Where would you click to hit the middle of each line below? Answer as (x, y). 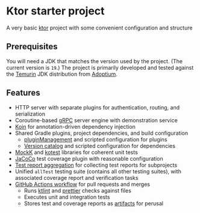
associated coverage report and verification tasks (77, 177)
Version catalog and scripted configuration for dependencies (100, 146)
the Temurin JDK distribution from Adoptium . (62, 74)
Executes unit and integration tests (67, 197)
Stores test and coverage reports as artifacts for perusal (94, 203)
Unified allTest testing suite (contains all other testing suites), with (98, 171)
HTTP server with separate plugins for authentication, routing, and (97, 107)
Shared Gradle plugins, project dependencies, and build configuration (102, 133)
